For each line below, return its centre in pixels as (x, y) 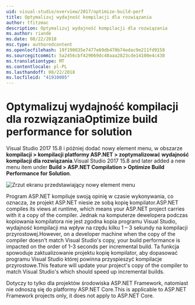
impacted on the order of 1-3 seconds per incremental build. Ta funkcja (93, 246)
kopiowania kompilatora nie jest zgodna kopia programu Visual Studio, (92, 222)
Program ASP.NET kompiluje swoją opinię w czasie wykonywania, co (90, 196)
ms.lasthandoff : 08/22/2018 (41, 72)
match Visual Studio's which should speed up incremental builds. (85, 272)
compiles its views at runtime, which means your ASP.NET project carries (95, 209)
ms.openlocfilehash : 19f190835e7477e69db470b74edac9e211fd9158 (86, 50)
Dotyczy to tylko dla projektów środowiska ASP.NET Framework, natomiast (97, 283)
